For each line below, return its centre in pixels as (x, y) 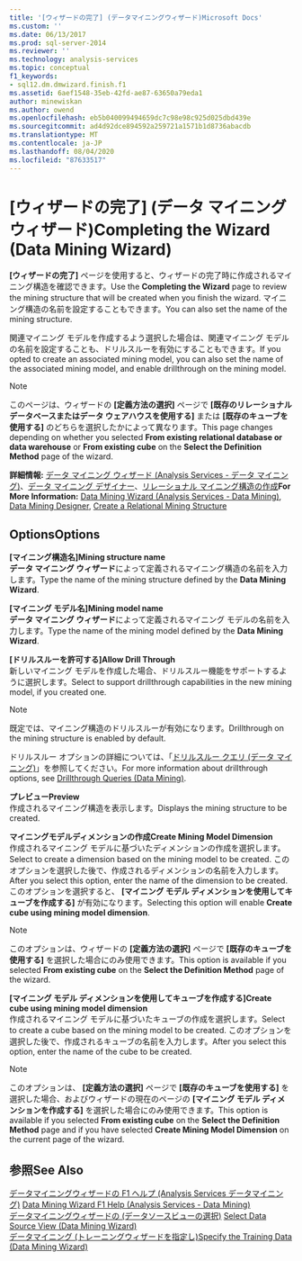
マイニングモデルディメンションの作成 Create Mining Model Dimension (141, 837)
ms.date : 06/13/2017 (48, 34)
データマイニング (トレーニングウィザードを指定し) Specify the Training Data (151, 1237)
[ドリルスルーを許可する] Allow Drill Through (93, 660)
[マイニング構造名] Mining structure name (88, 557)
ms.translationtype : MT (54, 135)
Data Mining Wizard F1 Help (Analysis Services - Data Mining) (136, 1205)
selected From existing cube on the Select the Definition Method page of (147, 970)
